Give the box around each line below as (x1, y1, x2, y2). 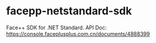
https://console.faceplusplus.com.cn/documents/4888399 (6, 30, 150, 37)
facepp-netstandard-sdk (6, 4, 132, 18)
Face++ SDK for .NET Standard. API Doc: (6, 24, 107, 31)
